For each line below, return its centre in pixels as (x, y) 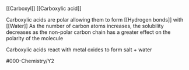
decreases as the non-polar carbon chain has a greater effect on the (88, 32)
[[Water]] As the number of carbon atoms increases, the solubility (85, 26)
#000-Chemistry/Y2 (30, 61)
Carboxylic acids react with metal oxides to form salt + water (79, 50)
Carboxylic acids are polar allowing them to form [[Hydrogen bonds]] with (95, 20)
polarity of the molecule (35, 38)
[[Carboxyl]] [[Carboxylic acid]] (44, 8)
